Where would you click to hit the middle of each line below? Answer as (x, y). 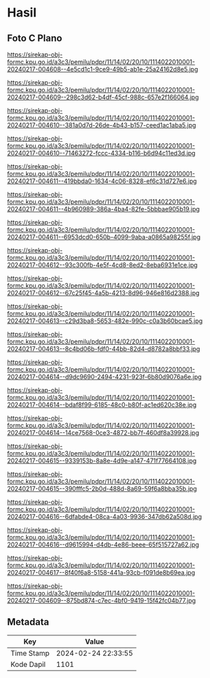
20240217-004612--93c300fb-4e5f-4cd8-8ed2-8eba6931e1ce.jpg (102, 265)
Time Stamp (30, 653)
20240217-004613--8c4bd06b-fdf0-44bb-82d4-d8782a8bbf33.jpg (104, 349)
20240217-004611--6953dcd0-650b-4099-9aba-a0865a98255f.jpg (104, 237)
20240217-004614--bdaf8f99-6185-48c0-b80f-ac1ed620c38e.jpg (102, 405)
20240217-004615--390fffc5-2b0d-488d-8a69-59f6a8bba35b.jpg (102, 489)
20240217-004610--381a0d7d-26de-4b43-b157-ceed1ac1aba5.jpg (102, 125)
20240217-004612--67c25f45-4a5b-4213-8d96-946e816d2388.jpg (104, 293)
